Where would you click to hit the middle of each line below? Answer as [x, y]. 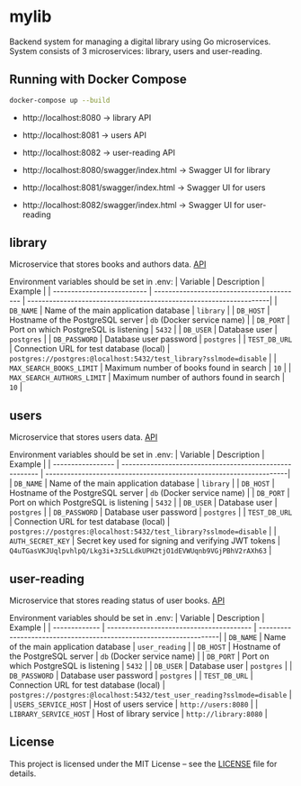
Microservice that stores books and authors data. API [108, 264]
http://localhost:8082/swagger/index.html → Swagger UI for [133, 205]
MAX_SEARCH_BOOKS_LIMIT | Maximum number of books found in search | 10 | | [150, 368]
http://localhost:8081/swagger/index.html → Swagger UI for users [144, 187]
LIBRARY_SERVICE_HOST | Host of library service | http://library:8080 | [138, 714]
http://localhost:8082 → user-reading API [99, 152]
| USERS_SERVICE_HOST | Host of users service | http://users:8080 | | [134, 704]
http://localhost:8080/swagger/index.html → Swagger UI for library [146, 169]
